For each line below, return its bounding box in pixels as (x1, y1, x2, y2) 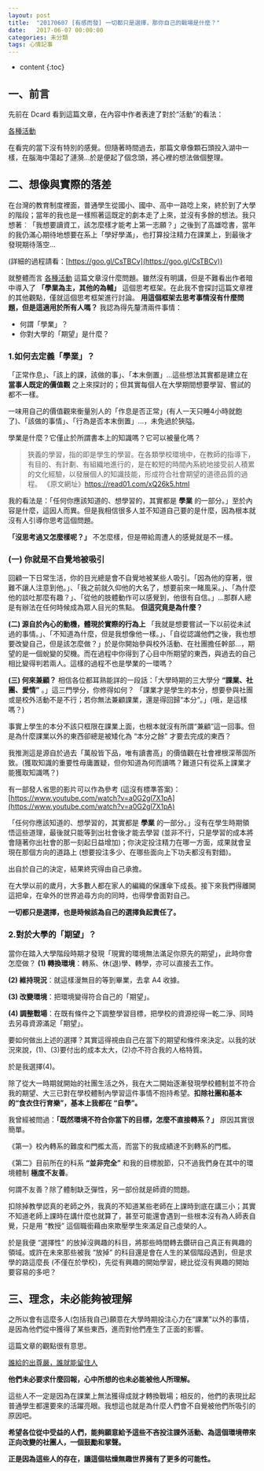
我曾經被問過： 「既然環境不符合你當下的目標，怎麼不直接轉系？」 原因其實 (8, 1115, 247, 1124)
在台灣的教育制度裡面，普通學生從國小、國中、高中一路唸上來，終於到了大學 (8, 200, 256, 209)
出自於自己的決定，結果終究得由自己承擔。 (8, 865, 146, 874)
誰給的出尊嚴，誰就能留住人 (8, 1358, 98, 1367)
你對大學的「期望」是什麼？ (19, 329, 110, 338)
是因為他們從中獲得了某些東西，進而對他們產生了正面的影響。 (8, 1325, 208, 1334)
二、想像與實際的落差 (8, 178, 112, 191)
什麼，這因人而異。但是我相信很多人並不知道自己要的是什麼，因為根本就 (21, 506, 256, 515)
